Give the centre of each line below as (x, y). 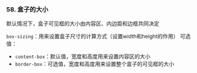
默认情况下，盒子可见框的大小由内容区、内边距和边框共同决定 (83, 24)
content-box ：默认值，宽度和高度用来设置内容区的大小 (83, 57)
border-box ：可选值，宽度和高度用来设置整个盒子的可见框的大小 (95, 64)
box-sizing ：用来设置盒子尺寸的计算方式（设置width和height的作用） (92, 36)
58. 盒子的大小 (27, 9)
